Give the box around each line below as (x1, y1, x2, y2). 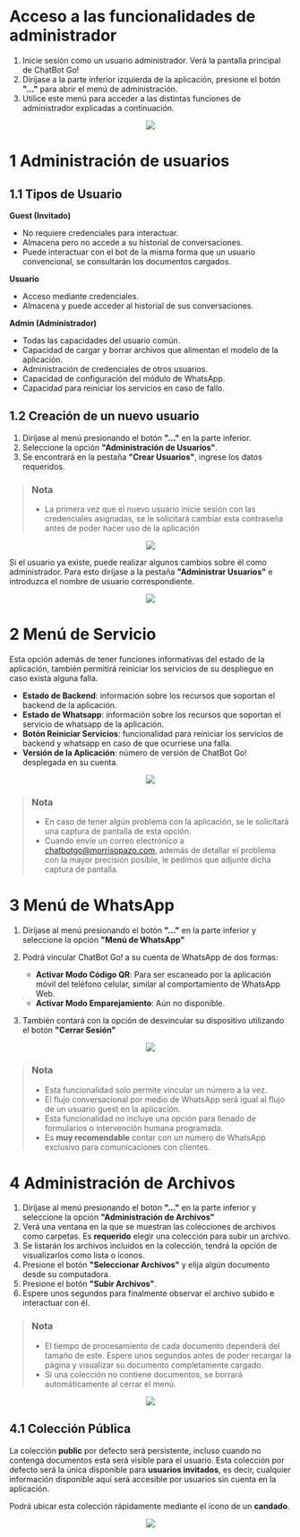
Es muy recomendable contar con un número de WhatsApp (44, 1132, 266, 1143)
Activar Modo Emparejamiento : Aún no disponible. (35, 997, 226, 1009)
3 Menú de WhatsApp (9, 895, 175, 916)
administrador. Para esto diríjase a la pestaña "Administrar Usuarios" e (9, 566, 273, 577)
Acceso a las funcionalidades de (9, 6, 256, 27)
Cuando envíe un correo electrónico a (44, 835, 185, 846)
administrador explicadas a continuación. (21, 102, 175, 113)
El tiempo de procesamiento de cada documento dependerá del (44, 1340, 280, 1351)
